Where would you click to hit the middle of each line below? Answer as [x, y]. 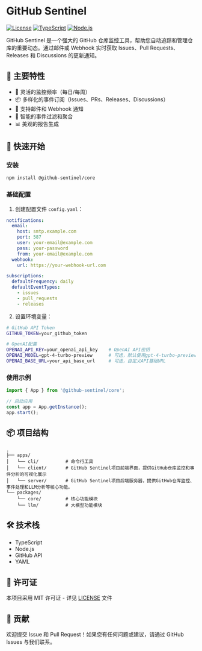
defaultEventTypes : [36, 288]
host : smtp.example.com [47, 231]
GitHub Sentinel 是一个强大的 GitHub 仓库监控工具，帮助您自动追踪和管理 [97, 40]
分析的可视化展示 [29, 474]
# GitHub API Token [31, 328]
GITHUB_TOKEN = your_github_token [47, 333]
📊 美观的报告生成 [37, 124]
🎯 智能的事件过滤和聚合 [44, 116]
